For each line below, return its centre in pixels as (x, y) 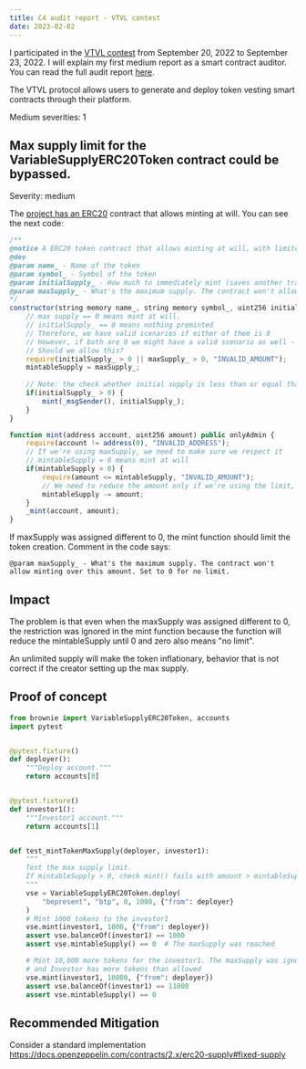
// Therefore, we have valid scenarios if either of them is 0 (148, 333)
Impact (30, 599)
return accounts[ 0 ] (63, 777)
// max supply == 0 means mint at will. (103, 317)
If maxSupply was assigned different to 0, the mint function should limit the (150, 537)
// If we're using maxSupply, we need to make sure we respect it (154, 452)
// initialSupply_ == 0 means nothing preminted (120, 325)
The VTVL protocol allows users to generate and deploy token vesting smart (153, 89)
